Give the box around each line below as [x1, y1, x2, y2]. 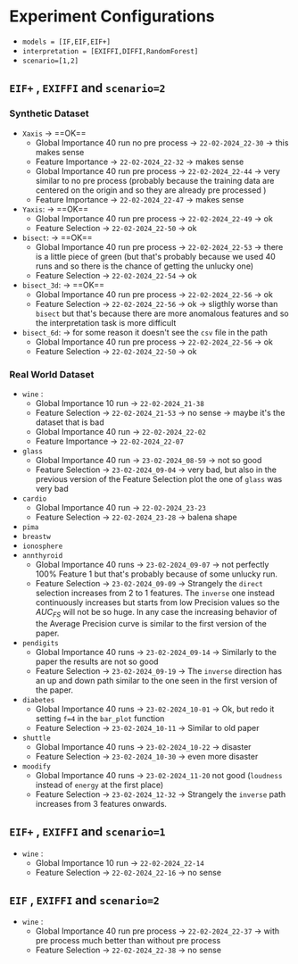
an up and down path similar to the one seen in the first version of [35, 675, 278, 686]
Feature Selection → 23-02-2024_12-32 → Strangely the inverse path [35, 788, 286, 800]
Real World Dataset [9, 368, 95, 380]
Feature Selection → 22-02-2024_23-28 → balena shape [35, 511, 238, 522]
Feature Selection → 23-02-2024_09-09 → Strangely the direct [35, 578, 263, 588]
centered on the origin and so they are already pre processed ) [35, 185, 267, 195]
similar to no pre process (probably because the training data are [35, 175, 275, 186]
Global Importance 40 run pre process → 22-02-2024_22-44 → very [35, 165, 281, 176]
